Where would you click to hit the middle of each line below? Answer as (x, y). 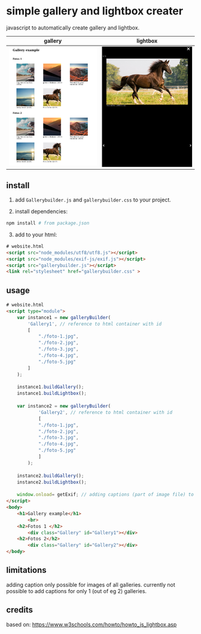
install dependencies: (41, 212)
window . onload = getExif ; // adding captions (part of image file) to (106, 495)
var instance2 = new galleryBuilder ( (64, 406)
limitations (26, 570)
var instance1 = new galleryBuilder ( (64, 317)
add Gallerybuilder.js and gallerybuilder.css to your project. (93, 200)
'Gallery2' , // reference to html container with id (105, 412)
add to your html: (36, 235)
